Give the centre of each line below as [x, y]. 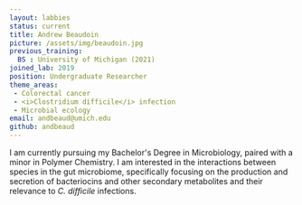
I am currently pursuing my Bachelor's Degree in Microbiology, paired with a [151, 153]
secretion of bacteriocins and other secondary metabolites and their [137, 181]
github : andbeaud [42, 127]
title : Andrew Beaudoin [54, 34]
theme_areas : [34, 85]
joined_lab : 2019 [42, 69]
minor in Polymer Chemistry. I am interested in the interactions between [143, 162]
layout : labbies [40, 18]
